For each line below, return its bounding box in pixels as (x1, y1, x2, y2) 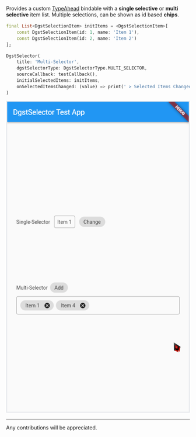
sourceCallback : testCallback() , (16, 71, 98, 78)
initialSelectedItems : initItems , (16, 78, 100, 84)
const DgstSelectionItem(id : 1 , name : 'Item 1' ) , (16, 29, 140, 35)
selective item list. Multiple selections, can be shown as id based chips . (6, 11, 180, 18)
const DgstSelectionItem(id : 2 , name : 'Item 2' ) (16, 35, 137, 41)
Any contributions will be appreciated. (6, 424, 97, 431)
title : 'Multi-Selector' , (16, 59, 80, 65)
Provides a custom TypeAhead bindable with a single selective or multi (6, 5, 178, 12)
